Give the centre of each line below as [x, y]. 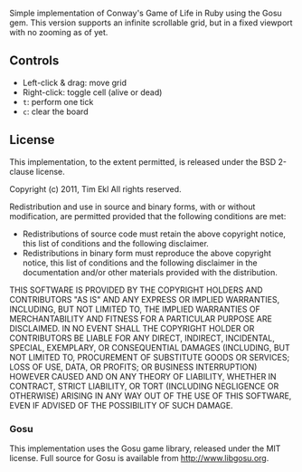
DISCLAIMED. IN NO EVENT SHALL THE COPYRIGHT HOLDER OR [132, 328]
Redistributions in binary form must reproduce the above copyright [146, 253]
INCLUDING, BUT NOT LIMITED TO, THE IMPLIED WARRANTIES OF [135, 309]
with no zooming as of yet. [59, 32]
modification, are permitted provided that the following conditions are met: [148, 216]
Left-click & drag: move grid [74, 82]
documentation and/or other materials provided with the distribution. [150, 272]
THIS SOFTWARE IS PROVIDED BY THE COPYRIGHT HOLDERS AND [137, 290]
